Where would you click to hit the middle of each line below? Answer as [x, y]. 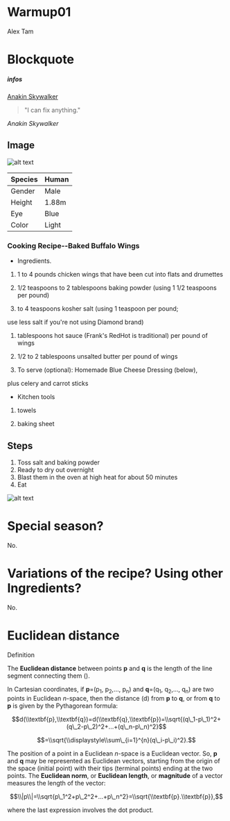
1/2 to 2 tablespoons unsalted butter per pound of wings [97, 357]
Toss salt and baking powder [59, 462]
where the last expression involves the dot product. [80, 810]
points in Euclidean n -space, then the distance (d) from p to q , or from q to [114, 698]
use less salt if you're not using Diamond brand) [76, 322]
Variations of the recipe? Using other [115, 574]
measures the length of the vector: [56, 783]
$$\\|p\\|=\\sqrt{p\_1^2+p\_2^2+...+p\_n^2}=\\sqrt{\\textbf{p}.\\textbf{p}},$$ [116, 796]
